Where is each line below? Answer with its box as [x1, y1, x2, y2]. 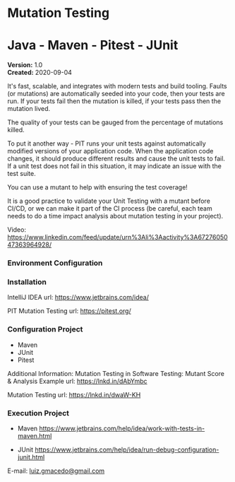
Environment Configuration [7, 258, 103, 268]
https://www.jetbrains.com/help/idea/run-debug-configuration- [35, 445, 219, 454]
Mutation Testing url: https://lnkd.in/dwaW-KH [7, 390, 141, 399]
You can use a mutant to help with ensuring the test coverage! [7, 183, 188, 192]
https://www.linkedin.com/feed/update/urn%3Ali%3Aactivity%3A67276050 [7, 233, 228, 242]
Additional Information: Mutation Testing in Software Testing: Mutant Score [7, 369, 224, 377]
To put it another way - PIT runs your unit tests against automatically [7, 139, 206, 148]
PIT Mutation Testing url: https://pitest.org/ [7, 307, 132, 315]
